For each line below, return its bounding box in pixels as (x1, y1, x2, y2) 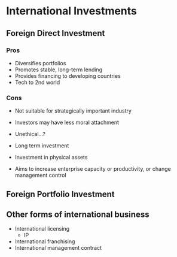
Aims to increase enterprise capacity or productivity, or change (14, 165, 172, 173)
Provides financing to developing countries (14, 72, 121, 79)
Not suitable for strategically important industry (14, 107, 132, 114)
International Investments (6, 4, 138, 18)
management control (14, 172, 67, 179)
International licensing (14, 225, 70, 232)
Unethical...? (14, 131, 46, 138)
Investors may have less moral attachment (14, 119, 120, 126)
